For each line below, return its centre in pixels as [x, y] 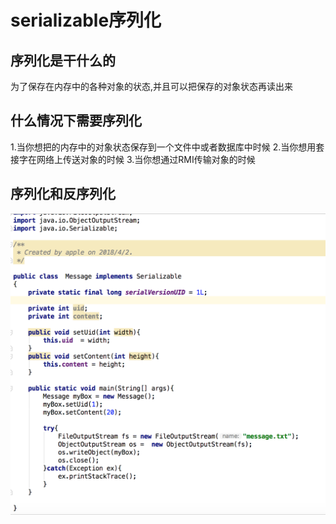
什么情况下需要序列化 [76, 121]
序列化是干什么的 [63, 60]
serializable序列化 [86, 20]
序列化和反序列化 [63, 194]
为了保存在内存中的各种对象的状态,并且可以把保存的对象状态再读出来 [152, 86]
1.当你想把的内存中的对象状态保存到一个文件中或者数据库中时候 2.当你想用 [163, 147]
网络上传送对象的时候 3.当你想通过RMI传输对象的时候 [146, 159]
